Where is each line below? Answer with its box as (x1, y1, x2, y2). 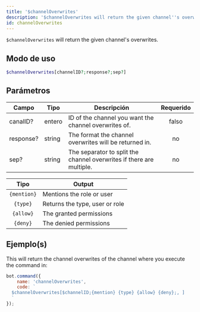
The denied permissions (42, 219, 110, 227)
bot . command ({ (6, 273, 42, 279)
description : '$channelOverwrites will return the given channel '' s (6, 14, 180, 20)
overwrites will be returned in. (68, 138, 152, 146)
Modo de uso (6, 53, 55, 63)
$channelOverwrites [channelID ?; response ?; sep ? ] (6, 69, 127, 75)
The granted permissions (42, 209, 113, 218)
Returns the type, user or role (42, 199, 124, 208)
